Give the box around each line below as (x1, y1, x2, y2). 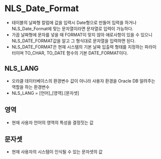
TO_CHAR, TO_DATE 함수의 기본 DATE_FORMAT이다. (24, 50, 128, 56)
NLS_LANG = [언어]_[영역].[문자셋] (11, 90, 80, 96)
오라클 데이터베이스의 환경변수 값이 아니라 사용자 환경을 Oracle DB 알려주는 (11, 78, 156, 84)
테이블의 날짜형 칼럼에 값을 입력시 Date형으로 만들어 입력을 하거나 (11, 19, 137, 25)
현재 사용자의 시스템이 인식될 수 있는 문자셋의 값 (11, 149, 103, 155)
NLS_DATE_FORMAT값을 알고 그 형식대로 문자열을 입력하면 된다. (11, 37, 136, 44)
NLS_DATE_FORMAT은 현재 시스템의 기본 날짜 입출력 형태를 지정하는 (11, 44, 144, 50)
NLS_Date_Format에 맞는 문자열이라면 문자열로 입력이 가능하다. (11, 25, 134, 32)
